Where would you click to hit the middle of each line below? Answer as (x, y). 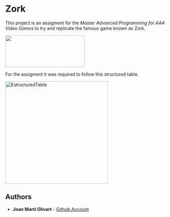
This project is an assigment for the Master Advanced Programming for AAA (85, 23)
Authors (19, 197)
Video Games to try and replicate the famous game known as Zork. (75, 28)
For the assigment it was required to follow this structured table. (72, 74)
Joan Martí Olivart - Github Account (51, 209)
